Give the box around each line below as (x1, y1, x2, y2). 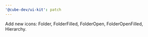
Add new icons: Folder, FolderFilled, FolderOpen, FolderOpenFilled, (5, 21, 143, 27)
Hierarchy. (5, 26, 26, 32)
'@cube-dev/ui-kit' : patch (5, 7, 61, 12)
